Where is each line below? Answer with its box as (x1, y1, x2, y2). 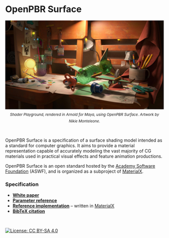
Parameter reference (12, 197, 57, 204)
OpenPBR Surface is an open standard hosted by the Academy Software (5, 163, 155, 169)
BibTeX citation (12, 208, 45, 214)
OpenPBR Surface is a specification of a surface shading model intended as (5, 137, 162, 144)
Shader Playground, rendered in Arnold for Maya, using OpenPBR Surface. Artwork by (10, 112, 159, 117)
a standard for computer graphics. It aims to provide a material (5, 143, 135, 149)
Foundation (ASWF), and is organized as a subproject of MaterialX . (5, 168, 144, 174)
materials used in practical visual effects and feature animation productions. (5, 153, 162, 159)
